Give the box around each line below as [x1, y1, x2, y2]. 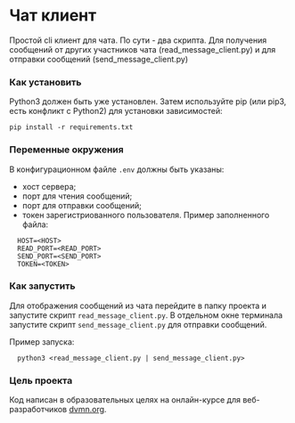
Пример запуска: [9, 336, 75, 347]
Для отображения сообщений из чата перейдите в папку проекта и [9, 300, 267, 311]
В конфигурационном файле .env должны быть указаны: [9, 164, 225, 175]
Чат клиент [9, 5, 97, 26]
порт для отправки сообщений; [21, 199, 143, 210]
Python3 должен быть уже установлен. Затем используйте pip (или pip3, [9, 96, 287, 107]
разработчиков [9, 404, 68, 415]
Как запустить [9, 280, 76, 292]
